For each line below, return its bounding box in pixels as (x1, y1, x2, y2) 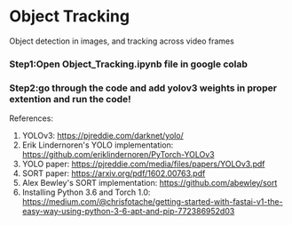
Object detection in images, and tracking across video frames (9, 36, 235, 46)
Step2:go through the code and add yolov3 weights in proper (9, 82, 278, 94)
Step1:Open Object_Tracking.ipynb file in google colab (9, 58, 249, 70)
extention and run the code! (9, 92, 131, 105)
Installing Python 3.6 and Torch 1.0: (21, 187, 151, 197)
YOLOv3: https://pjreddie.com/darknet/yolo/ (21, 131, 184, 141)
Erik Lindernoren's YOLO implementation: (21, 140, 174, 150)
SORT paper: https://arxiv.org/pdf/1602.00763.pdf (21, 168, 206, 179)
